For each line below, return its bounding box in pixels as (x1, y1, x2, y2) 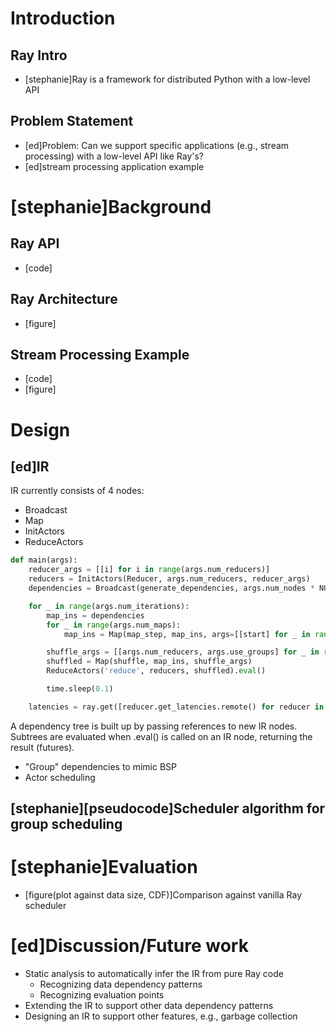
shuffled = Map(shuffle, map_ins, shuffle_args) (46, 657, 253, 667)
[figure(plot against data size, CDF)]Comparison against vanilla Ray (24, 889, 303, 901)
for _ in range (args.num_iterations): (28, 601, 190, 611)
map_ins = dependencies (46, 610, 145, 621)
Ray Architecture (10, 291, 118, 308)
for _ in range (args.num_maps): (46, 620, 182, 630)
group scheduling (10, 816, 123, 833)
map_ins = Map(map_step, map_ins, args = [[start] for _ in (63, 629, 311, 639)
